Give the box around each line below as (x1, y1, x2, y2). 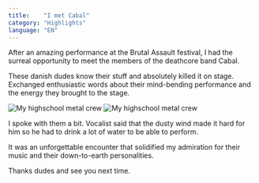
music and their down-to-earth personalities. (8, 151, 154, 160)
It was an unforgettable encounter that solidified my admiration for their (8, 143, 241, 152)
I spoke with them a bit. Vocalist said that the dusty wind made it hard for (8, 119, 246, 129)
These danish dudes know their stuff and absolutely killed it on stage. (8, 72, 235, 81)
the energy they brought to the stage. (8, 88, 130, 98)
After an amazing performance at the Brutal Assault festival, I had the (8, 48, 233, 58)
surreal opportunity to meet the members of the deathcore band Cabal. (8, 56, 240, 65)
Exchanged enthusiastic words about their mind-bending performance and (8, 80, 251, 89)
